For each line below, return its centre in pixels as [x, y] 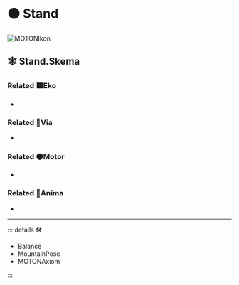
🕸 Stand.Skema [44, 61]
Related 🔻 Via [30, 122]
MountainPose [39, 254]
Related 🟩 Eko [32, 86]
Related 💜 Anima [36, 193]
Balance [30, 246]
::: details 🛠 [25, 230]
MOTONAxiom [39, 261]
